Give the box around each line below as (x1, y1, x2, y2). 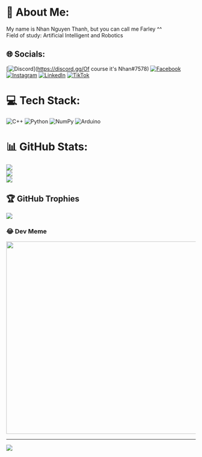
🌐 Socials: (6, 49, 46, 60)
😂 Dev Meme (6, 227, 47, 236)
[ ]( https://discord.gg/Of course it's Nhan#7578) (6, 65, 149, 72)
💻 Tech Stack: (6, 93, 81, 107)
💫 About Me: (6, 5, 70, 19)
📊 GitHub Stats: (6, 140, 88, 153)
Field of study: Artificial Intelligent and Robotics (6, 31, 123, 38)
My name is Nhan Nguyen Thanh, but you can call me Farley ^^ (6, 25, 162, 32)
